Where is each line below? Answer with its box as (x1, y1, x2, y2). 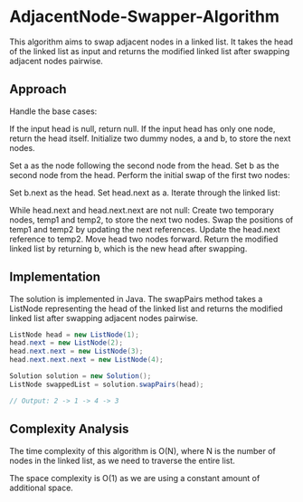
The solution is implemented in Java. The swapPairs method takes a (9, 293, 263, 304)
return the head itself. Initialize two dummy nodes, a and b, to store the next (9, 133, 291, 144)
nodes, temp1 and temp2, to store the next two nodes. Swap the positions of (9, 214, 294, 225)
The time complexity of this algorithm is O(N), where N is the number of (9, 445, 276, 456)
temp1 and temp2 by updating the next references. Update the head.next (9, 223, 280, 234)
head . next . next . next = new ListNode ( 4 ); (9, 355, 165, 365)
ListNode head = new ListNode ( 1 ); (9, 330, 140, 339)
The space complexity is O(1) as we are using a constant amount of (9, 472, 260, 483)
